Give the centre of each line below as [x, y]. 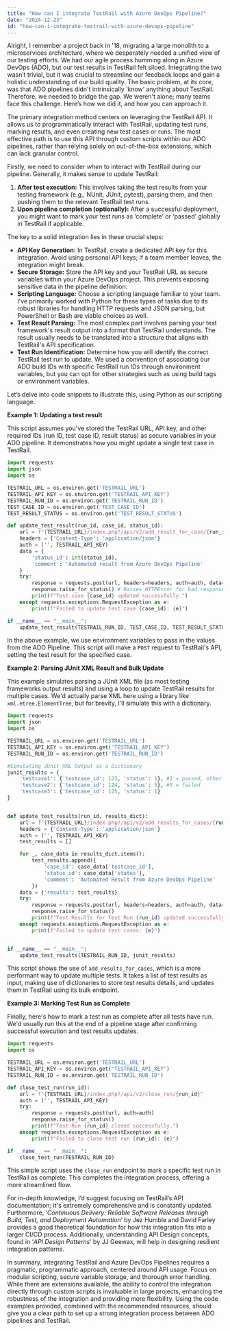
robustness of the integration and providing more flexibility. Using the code [113, 1299]
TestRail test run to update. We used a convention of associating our [113, 360]
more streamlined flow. [39, 1185]
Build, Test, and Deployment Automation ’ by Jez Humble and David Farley [111, 1220]
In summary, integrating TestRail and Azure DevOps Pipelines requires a [108, 1262]
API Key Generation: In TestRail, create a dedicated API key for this [112, 250]
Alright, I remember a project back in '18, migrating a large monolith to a [108, 46]
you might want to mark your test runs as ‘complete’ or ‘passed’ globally [118, 216]
